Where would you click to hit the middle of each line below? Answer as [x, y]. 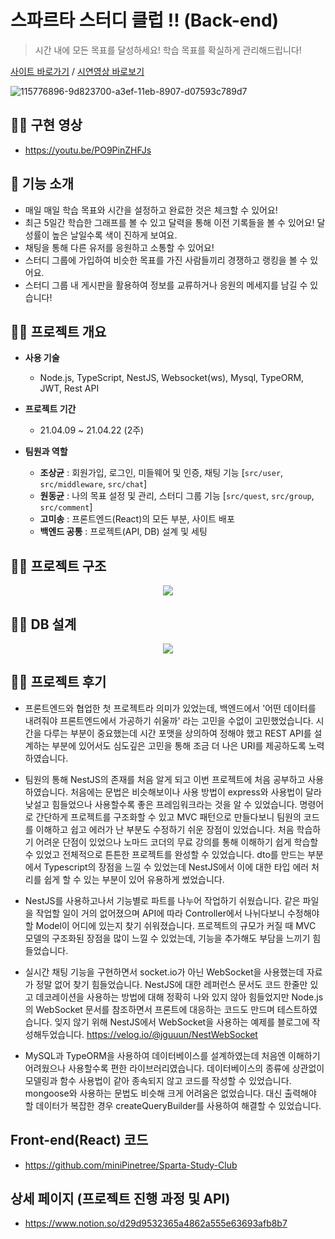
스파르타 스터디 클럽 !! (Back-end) [145, 20]
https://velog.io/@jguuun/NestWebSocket [172, 1034]
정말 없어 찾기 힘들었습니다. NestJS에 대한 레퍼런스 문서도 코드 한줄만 [171, 984]
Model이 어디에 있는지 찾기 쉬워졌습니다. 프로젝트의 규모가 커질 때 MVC [176, 925]
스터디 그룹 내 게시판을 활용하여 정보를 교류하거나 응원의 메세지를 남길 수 [166, 285]
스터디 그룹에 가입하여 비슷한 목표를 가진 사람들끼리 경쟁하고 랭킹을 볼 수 [166, 260]
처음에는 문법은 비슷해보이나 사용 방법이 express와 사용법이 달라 [196, 792]
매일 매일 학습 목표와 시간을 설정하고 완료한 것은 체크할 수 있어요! [151, 210]
